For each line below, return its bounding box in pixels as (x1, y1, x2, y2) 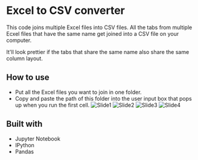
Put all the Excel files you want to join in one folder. (14, 88, 142, 96)
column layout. (6, 55, 43, 62)
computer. (6, 36, 32, 44)
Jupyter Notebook (14, 135, 60, 142)
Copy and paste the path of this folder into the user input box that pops (14, 95, 192, 102)
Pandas (14, 148, 34, 155)
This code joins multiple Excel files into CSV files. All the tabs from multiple (6, 24, 193, 31)
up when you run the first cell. (14, 101, 90, 108)
